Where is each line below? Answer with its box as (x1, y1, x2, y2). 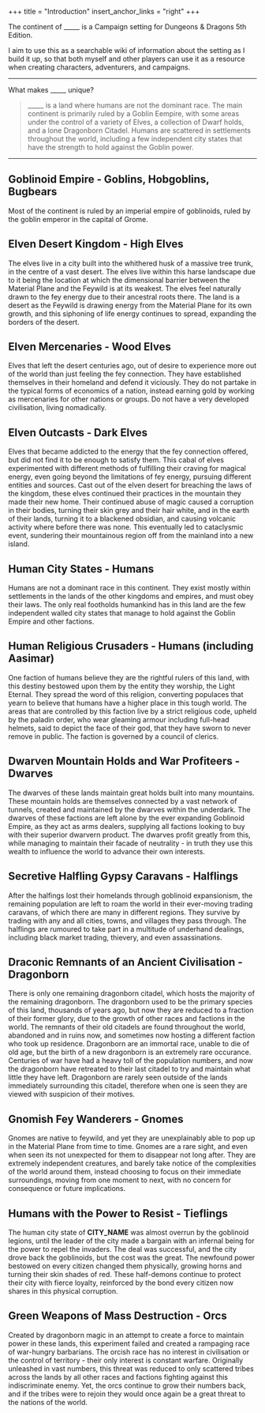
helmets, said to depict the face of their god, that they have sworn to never (8, 723, 251, 733)
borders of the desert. (8, 317, 80, 326)
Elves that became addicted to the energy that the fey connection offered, (8, 447, 248, 457)
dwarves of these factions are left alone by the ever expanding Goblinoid (8, 813, 244, 823)
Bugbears (8, 185, 58, 198)
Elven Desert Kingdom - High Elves (8, 237, 184, 251)
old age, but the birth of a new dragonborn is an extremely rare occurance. (8, 1047, 252, 1057)
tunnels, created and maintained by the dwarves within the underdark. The (8, 804, 251, 814)
